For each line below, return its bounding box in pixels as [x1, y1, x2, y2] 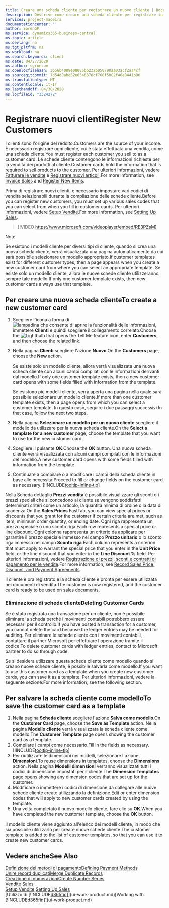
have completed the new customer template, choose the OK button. [12, 811, 153, 818]
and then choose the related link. [12, 338, 81, 344]
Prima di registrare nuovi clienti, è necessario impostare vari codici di [5, 188, 148, 194]
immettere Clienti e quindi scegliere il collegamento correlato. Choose [12, 327, 157, 333]
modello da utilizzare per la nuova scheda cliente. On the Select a [12, 425, 147, 431]
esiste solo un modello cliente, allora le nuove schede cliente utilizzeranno [5, 270, 159, 277]
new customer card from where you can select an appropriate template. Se [5, 265, 161, 271]
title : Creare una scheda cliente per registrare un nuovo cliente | [5, 7, 154, 13]
